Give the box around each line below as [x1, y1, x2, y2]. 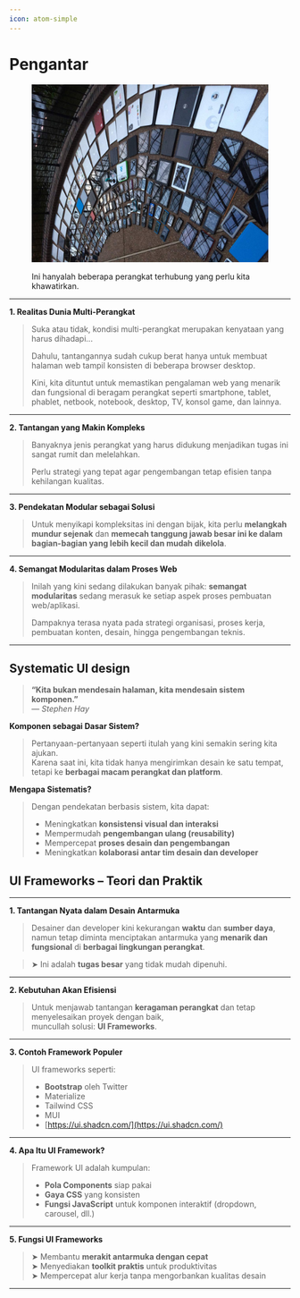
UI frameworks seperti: [30, 1065, 116, 1075]
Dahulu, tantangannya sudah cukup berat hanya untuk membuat [30, 350, 268, 361]
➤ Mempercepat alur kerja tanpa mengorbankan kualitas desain [30, 1270, 266, 1281]
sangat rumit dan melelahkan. [30, 448, 141, 460]
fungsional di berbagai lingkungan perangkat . [30, 942, 205, 953]
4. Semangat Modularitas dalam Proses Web [9, 564, 178, 574]
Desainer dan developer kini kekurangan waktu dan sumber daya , [30, 922, 276, 934]
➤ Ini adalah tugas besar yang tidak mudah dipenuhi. [30, 959, 228, 970]
